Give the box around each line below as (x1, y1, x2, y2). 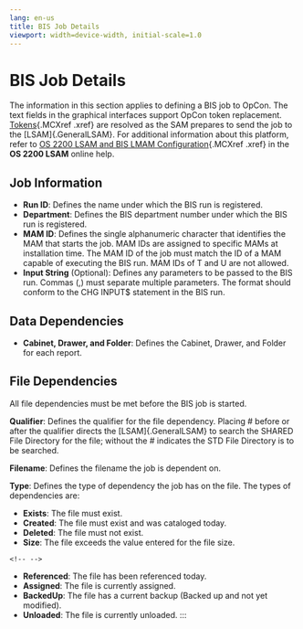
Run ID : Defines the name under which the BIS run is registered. (22, 199, 263, 210)
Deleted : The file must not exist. (22, 527, 144, 538)
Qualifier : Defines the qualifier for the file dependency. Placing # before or (9, 415, 290, 426)
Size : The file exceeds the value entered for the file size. (22, 537, 235, 548)
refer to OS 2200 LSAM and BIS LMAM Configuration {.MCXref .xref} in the (9, 139, 290, 150)
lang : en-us (9, 13, 55, 23)
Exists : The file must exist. (22, 507, 123, 518)
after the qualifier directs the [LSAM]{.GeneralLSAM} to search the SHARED (9, 425, 294, 436)
